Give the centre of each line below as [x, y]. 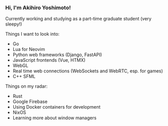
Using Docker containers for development [57, 107]
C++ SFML [24, 77]
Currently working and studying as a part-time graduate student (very [78, 19]
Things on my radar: [26, 86]
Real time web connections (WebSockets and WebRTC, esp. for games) [88, 71]
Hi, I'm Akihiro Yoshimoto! [38, 8]
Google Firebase [30, 102]
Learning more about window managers [54, 118]
